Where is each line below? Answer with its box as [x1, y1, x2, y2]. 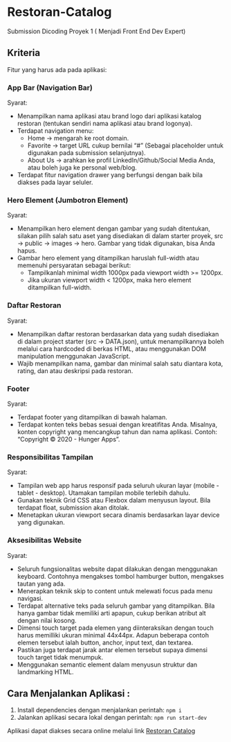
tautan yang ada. [17, 579, 66, 588]
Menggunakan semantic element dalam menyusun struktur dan [17, 660, 198, 669]
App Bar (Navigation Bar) [7, 82, 93, 92]
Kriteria [7, 47, 40, 59]
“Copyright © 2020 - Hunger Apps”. [17, 435, 120, 443]
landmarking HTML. [17, 667, 74, 676]
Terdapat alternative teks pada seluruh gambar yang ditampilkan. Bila [17, 601, 215, 610]
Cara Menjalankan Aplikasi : [7, 687, 130, 699]
